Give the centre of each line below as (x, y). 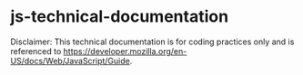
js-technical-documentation (120, 17)
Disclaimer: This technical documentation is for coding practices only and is (152, 42)
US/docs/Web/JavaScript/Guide (70, 61)
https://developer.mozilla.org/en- (125, 51)
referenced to (36, 51)
